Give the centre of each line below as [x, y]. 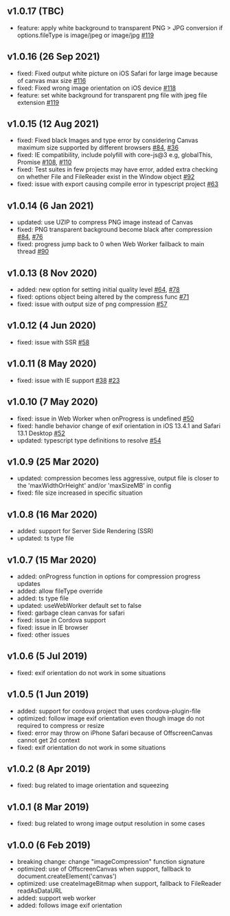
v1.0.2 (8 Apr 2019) [49, 769]
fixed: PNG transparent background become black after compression [115, 230]
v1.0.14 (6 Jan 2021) [50, 205]
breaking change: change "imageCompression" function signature [111, 861]
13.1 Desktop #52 [41, 433]
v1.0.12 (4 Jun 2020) [52, 326]
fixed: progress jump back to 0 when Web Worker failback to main [111, 244]
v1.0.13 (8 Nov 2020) [52, 273]
